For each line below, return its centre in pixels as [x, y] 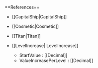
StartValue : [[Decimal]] [43, 55]
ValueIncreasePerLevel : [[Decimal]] [56, 61]
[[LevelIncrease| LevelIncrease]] [45, 46]
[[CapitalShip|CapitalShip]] [39, 17]
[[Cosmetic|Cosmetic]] [35, 26]
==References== [22, 7]
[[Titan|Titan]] [26, 36]
